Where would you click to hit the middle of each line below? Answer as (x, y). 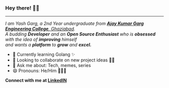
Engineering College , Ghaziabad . (40, 29)
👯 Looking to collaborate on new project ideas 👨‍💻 (64, 60)
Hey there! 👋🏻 (22, 8)
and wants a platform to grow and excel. (48, 45)
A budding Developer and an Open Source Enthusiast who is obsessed (80, 34)
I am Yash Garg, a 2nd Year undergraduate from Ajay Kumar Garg (75, 23)
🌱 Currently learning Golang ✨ (44, 54)
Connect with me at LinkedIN (36, 80)
